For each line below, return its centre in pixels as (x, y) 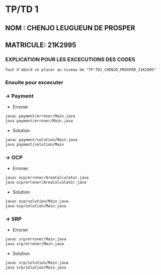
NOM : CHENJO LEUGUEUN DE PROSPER (70, 28)
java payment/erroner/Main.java (39, 121)
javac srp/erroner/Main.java (36, 239)
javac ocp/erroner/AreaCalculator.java (47, 178)
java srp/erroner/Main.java (35, 244)
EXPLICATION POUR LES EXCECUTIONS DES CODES (70, 59)
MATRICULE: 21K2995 (41, 45)
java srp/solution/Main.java (36, 267)
